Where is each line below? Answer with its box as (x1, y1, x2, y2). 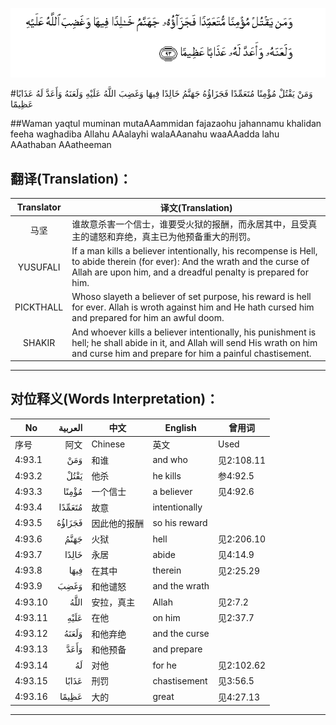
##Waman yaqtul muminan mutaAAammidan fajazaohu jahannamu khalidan (10, 118, 322, 130)
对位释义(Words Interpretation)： (10, 391, 220, 408)
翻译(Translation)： (10, 170, 133, 187)
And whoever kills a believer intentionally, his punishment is (71, 326, 317, 338)
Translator (16, 201, 62, 213)
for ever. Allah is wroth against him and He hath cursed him (71, 301, 315, 313)
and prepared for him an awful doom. (71, 312, 225, 324)
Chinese (91, 438, 126, 450)
